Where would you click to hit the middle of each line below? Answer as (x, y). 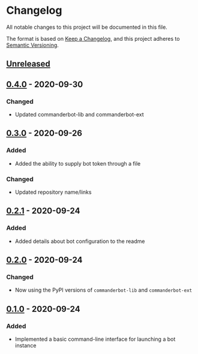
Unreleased (28, 64)
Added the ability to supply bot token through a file (78, 163)
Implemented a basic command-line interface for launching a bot (95, 339)
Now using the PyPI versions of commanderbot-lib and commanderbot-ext (103, 290)
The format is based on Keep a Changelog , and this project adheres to (93, 38)
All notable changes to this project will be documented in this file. (87, 27)
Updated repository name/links (53, 192)
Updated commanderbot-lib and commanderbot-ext (79, 115)
